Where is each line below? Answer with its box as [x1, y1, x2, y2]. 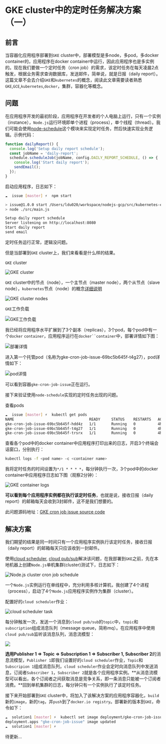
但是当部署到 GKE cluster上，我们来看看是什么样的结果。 [5, 250, 118, 256]
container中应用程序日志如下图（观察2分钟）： [5, 472, 99, 478]
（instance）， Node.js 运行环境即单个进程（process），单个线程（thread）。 [5, 119, 157, 125]
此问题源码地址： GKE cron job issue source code [5, 509, 105, 515]
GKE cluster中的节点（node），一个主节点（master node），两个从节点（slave [5, 279, 160, 285]
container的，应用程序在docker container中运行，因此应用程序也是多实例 [5, 58, 155, 64]
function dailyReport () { [5, 142, 58, 147]
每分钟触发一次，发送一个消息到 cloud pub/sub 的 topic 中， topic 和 [5, 619, 138, 625]
